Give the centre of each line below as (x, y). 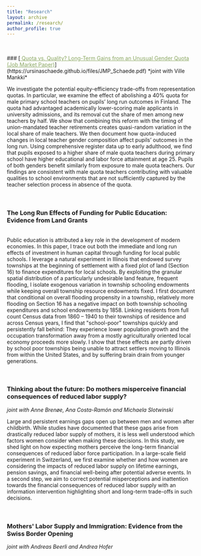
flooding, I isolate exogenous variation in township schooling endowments (98, 284)
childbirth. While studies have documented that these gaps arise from (93, 428)
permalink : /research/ (35, 23)
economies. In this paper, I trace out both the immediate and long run (92, 246)
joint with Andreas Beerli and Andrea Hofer (60, 547)
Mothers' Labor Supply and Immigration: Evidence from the (95, 526)
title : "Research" (30, 12)
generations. (22, 361)
